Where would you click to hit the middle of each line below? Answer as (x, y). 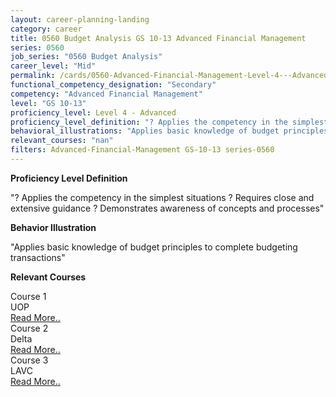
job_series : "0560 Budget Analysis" (86, 57)
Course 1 (28, 296)
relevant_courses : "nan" (62, 141)
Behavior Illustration (53, 227)
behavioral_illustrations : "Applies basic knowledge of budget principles (169, 131)
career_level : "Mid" (53, 66)
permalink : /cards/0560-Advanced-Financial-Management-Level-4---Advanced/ (171, 76)
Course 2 (29, 328)
